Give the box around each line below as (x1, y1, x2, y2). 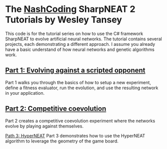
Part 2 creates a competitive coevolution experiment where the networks (5, 118, 155, 124)
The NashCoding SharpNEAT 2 (5, 3, 136, 15)
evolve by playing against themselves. (5, 123, 84, 129)
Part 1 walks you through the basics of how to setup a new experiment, (5, 79, 151, 85)
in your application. (5, 90, 45, 96)
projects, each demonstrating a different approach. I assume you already (5, 41, 155, 47)
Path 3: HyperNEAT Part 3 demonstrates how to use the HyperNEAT (5, 133, 145, 139)
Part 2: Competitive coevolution (5, 105, 106, 113)
